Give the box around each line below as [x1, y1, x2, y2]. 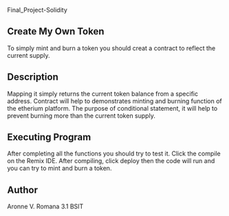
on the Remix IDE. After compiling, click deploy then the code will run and [7, 157, 215, 165]
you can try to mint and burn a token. [7, 164, 112, 173]
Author [7, 184, 38, 195]
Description [7, 72, 58, 83]
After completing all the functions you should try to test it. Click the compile [7, 149, 221, 158]
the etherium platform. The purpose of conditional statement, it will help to [7, 104, 218, 112]
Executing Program [7, 131, 91, 143]
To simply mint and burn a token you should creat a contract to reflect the [7, 44, 216, 52]
